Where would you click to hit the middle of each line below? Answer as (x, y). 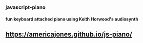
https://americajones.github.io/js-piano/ (69, 34)
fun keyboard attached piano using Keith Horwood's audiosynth (72, 19)
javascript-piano (26, 7)
